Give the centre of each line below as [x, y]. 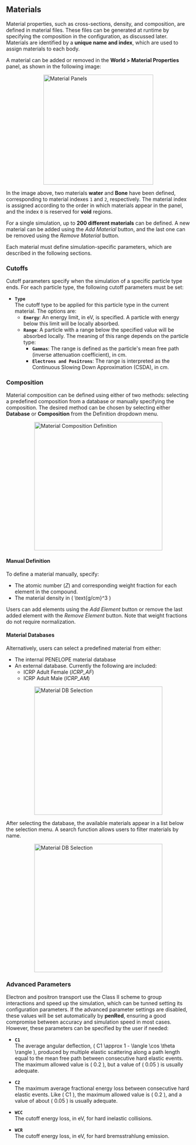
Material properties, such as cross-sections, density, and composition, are [96, 23]
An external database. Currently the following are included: [85, 666]
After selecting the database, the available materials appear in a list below [95, 823]
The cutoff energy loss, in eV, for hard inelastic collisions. [83, 1119]
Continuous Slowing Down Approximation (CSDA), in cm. [101, 367]
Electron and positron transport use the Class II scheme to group [84, 997]
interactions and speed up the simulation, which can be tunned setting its [94, 1004]
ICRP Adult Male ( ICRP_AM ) [56, 678]
